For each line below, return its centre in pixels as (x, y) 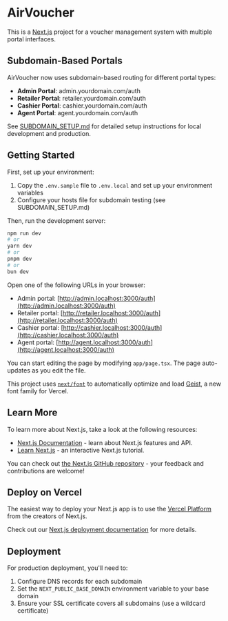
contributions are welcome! (46, 471)
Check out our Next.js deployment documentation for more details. (102, 530)
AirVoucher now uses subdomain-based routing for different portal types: (112, 77)
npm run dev (24, 233)
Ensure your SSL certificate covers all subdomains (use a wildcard (111, 603)
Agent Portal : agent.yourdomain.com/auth (77, 112)
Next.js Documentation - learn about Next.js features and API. (105, 442)
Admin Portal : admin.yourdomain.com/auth (79, 90)
